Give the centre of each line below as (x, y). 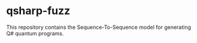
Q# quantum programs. (35, 33)
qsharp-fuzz (38, 11)
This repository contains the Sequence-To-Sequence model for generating (98, 27)
